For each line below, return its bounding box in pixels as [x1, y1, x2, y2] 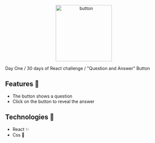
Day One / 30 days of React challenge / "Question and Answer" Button [5, 65, 151, 71]
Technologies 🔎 [5, 113, 54, 121]
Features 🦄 [5, 80, 39, 88]
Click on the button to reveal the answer [12, 98, 95, 104]
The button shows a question [12, 93, 73, 99]
